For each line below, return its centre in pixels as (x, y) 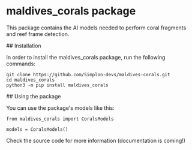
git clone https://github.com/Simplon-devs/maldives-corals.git (88, 74)
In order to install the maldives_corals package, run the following (86, 57)
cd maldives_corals (31, 80)
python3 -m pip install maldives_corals (58, 85)
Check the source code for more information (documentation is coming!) (96, 140)
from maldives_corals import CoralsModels (60, 119)
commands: (21, 64)
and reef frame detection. (38, 34)
